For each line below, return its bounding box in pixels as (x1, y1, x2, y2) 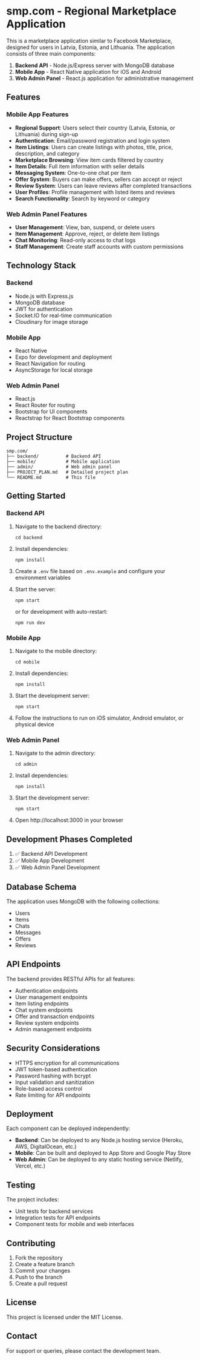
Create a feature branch (15, 1260, 75, 1267)
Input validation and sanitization (15, 1079, 95, 1086)
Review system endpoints (15, 1019, 79, 1027)
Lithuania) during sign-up (15, 130, 79, 137)
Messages (15, 928, 41, 936)
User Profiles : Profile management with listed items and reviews (15, 188, 175, 195)
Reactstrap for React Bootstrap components (15, 415, 125, 422)
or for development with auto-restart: (15, 608, 108, 615)
